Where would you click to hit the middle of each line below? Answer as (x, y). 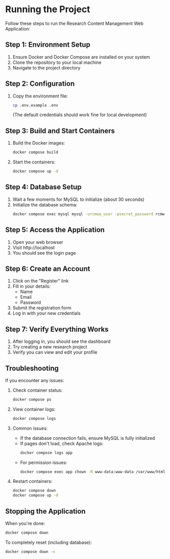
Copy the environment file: (40, 96)
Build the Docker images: (39, 143)
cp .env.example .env (35, 105)
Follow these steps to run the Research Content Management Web (74, 23)
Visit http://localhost (34, 248)
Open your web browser (38, 242)
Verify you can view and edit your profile (55, 352)
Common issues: (30, 428)
